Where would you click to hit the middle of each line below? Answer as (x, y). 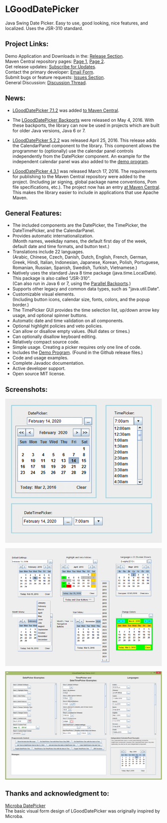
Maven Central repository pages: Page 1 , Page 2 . (55, 61)
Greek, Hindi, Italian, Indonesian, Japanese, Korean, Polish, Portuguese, (86, 263)
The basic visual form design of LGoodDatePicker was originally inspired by (83, 811)
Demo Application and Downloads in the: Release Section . (65, 56)
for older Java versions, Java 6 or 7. (49, 130)
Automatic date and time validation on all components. (68, 321)
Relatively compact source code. (46, 342)
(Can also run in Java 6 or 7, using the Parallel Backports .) (72, 283)
